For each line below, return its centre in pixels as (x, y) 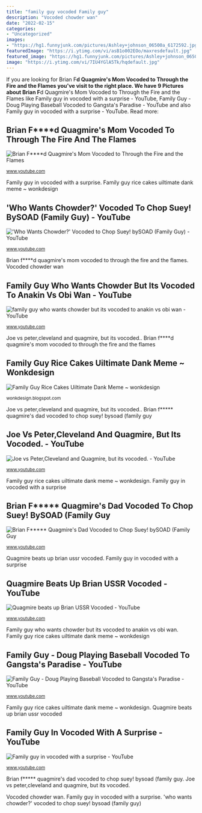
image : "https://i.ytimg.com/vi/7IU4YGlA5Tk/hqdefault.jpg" (83, 62)
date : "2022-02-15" (31, 23)
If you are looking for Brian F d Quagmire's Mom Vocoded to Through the (97, 79)
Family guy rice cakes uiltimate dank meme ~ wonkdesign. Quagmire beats (99, 707)
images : (16, 40)
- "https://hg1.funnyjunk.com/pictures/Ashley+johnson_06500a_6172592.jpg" (103, 46)
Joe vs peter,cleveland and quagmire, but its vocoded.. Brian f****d (90, 338)
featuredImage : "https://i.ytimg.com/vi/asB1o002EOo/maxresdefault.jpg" (99, 51)
